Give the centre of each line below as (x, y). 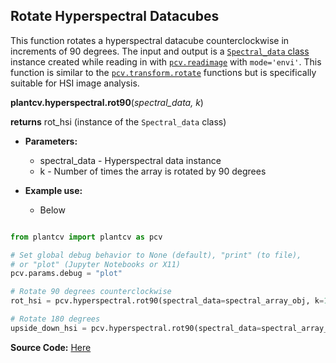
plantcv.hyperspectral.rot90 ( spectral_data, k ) (107, 102)
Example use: (53, 190)
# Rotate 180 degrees (55, 319)
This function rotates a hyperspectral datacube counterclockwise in (150, 40)
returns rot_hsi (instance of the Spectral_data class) (118, 121)
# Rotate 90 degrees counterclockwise (91, 292)
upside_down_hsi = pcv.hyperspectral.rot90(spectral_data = (136, 328)
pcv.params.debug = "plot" (66, 274)
